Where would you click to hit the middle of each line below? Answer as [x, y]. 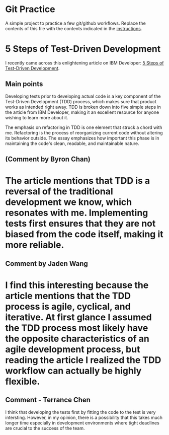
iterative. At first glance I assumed [78, 317]
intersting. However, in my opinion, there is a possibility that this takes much [84, 417]
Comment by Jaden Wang [47, 264]
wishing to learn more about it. [37, 117]
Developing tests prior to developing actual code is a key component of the [83, 96]
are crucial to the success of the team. [45, 428]
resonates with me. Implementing [77, 213]
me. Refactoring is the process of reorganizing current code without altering [84, 132]
